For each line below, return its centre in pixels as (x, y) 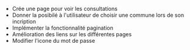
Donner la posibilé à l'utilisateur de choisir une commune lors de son (98, 15)
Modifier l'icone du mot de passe (54, 41)
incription (24, 21)
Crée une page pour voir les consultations (65, 9)
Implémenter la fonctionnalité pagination (63, 28)
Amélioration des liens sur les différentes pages (72, 34)
